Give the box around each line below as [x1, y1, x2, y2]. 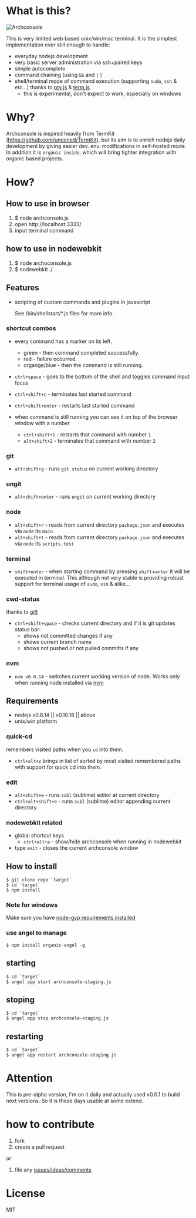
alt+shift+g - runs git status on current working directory [14, 465, 158, 472]
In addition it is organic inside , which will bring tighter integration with [6, 149, 177, 156]
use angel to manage [6, 929, 67, 937]
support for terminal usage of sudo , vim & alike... [14, 580, 130, 587]
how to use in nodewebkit [6, 244, 102, 254]
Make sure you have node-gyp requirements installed [6, 914, 136, 921]
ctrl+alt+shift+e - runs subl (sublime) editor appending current [14, 798, 171, 805]
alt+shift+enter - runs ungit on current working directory [14, 493, 156, 500]
